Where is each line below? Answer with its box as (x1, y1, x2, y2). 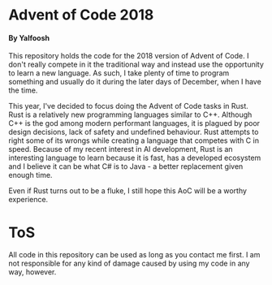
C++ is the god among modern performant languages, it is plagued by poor (8, 119, 261, 128)
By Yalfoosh (8, 32, 50, 42)
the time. (8, 85, 38, 95)
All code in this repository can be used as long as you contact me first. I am (8, 250, 261, 260)
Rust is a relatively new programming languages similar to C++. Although (8, 110, 253, 119)
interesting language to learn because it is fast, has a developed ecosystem (8, 153, 261, 163)
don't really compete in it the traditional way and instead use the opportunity (8, 59, 264, 70)
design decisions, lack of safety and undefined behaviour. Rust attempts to (8, 127, 259, 137)
